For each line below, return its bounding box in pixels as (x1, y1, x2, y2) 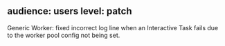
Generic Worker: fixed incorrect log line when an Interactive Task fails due (7, 23, 219, 32)
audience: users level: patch (7, 5, 133, 17)
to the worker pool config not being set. (7, 31, 120, 39)
